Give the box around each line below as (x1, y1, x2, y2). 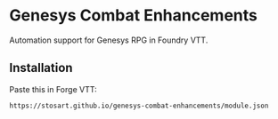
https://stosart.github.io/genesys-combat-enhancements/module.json (9, 101, 269, 110)
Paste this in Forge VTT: (9, 83, 97, 94)
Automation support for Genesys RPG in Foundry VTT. (9, 35, 208, 45)
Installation (9, 60, 73, 75)
